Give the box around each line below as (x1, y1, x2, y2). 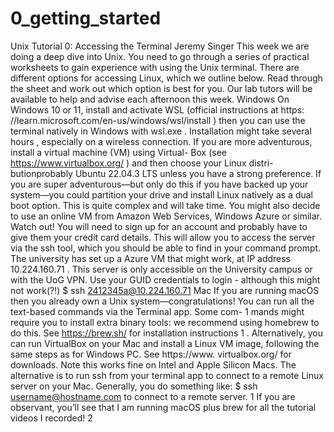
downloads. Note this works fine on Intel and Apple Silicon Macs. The (10, 358, 297, 371)
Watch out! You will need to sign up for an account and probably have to (10, 220, 308, 232)
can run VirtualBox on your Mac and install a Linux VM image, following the (10, 337, 320, 349)
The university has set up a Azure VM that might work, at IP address (10, 252, 292, 264)
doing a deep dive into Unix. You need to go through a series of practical (10, 50, 310, 62)
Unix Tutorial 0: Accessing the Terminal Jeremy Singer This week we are (10, 40, 310, 52)
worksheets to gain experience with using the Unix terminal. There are (10, 61, 300, 73)
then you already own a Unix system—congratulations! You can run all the (10, 295, 315, 307)
